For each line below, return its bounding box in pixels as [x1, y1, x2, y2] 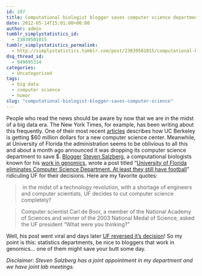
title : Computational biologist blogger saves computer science [6, 14, 171, 20]
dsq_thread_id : [6, 53, 44, 59]
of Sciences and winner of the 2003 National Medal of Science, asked [20, 214, 195, 221]
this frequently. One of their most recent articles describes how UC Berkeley [6, 127, 195, 134]
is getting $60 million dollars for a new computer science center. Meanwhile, [6, 133, 196, 141]
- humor [11, 92, 31, 98]
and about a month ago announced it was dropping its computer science [6, 146, 186, 154]
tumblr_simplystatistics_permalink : [6, 43, 98, 49]
